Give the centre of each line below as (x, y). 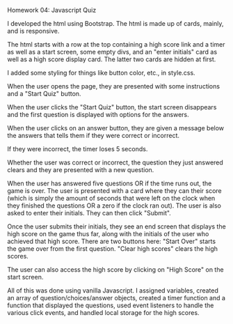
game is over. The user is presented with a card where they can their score (115, 191)
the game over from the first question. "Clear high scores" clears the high (112, 249)
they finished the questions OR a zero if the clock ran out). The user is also (114, 206)
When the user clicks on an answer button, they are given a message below (116, 128)
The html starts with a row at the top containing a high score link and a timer (116, 44)
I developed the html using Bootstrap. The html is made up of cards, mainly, (115, 23)
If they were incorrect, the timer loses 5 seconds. (78, 149)
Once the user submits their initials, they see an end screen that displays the (116, 226)
